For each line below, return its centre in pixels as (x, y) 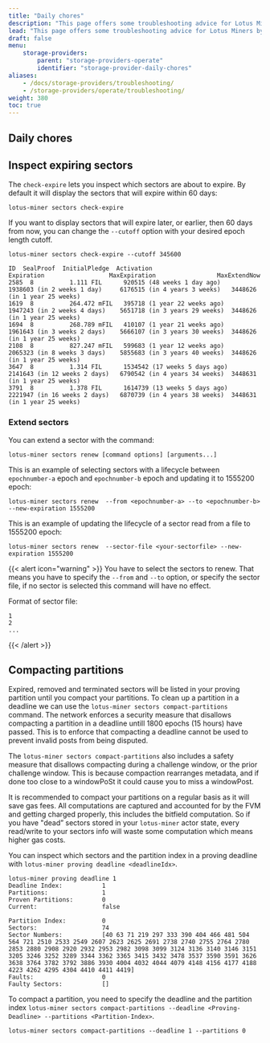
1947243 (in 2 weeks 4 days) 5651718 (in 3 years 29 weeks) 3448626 (133, 311)
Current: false (64, 907)
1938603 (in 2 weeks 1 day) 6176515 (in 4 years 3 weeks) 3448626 (133, 290)
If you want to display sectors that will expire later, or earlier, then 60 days (131, 223)
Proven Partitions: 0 (57, 900)
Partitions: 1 (57, 893)
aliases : (23, 76)
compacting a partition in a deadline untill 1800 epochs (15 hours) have (125, 723)
